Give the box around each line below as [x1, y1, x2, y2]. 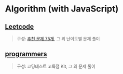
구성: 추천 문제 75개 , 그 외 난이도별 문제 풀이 [16, 36, 100, 41]
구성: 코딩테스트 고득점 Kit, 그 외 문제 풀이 [16, 63, 96, 69]
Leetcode [5, 23, 34, 31]
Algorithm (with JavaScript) [5, 3, 119, 14]
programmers [5, 50, 47, 58]
